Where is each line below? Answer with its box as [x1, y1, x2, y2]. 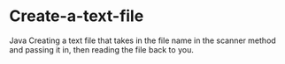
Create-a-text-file [9, 6, 144, 26]
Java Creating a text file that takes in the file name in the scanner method [9, 35, 276, 46]
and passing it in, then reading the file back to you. [9, 44, 195, 54]
